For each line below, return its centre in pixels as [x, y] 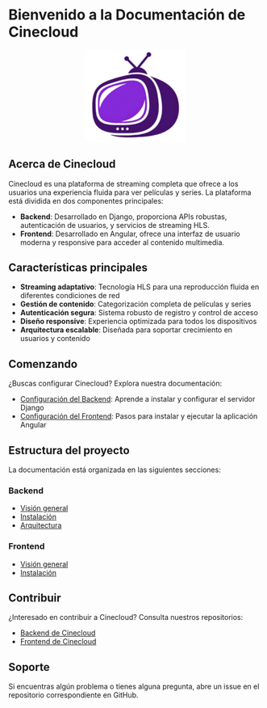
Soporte [29, 667]
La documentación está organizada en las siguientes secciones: [115, 470]
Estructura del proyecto [69, 450]
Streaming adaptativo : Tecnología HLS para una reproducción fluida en [140, 287]
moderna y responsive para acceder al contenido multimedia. [122, 242]
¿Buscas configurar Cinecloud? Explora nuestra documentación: [115, 383]
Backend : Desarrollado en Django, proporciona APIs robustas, [123, 217]
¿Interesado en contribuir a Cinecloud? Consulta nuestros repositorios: [126, 617]
